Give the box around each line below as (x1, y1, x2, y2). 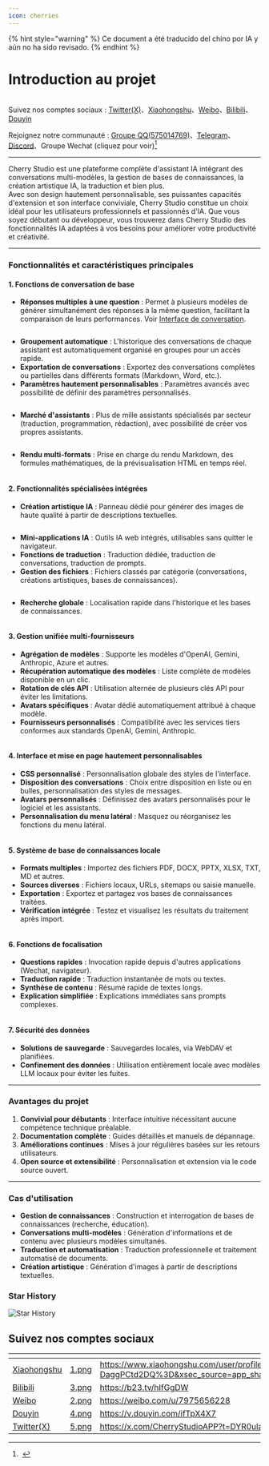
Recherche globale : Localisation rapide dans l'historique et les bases (19, 597, 251, 607)
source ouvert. (19, 1165, 69, 1175)
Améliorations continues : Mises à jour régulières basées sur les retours (19, 1139, 260, 1149)
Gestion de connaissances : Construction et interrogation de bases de (19, 1211, 255, 1221)
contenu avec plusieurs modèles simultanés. (19, 1236, 167, 1246)
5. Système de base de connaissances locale (8, 845, 162, 855)
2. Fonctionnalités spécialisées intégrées (8, 484, 148, 493)
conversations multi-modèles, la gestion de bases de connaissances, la (8, 173, 244, 183)
